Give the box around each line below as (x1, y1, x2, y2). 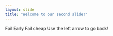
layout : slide (5, 7, 35, 12)
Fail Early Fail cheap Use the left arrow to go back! (5, 25, 109, 31)
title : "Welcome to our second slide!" (5, 12, 88, 17)
